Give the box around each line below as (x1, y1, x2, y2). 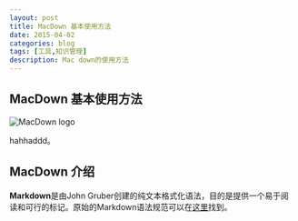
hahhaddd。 (9, 135, 56, 146)
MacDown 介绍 (9, 165, 95, 180)
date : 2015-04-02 (9, 30, 75, 39)
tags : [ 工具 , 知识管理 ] (9, 47, 87, 56)
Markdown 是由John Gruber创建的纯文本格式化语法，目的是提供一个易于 (9, 190, 282, 201)
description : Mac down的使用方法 (9, 55, 129, 65)
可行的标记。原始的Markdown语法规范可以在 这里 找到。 (25, 201, 233, 212)
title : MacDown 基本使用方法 (9, 22, 112, 31)
